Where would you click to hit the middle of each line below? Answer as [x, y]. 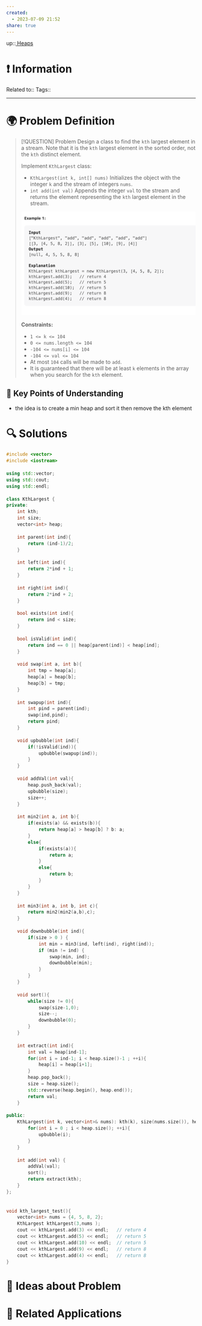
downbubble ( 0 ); [57, 1020]
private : [17, 505]
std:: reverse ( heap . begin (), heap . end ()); [81, 1090]
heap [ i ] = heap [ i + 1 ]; [66, 1065]
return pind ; [44, 721]
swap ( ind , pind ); [48, 715]
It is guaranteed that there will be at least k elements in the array [109, 368]
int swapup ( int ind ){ [44, 702]
